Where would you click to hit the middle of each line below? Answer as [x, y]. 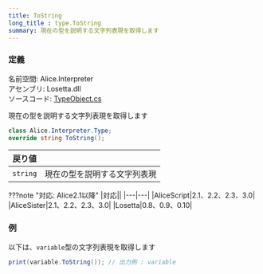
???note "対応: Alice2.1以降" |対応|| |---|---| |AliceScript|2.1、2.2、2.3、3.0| [132, 195]
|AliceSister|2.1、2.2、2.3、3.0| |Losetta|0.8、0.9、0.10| [100, 205]
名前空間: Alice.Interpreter [51, 78]
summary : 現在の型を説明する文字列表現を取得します [84, 30]
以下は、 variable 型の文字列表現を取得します [82, 247]
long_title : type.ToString [55, 23]
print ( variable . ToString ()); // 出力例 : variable [92, 262]
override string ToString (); [57, 138]
